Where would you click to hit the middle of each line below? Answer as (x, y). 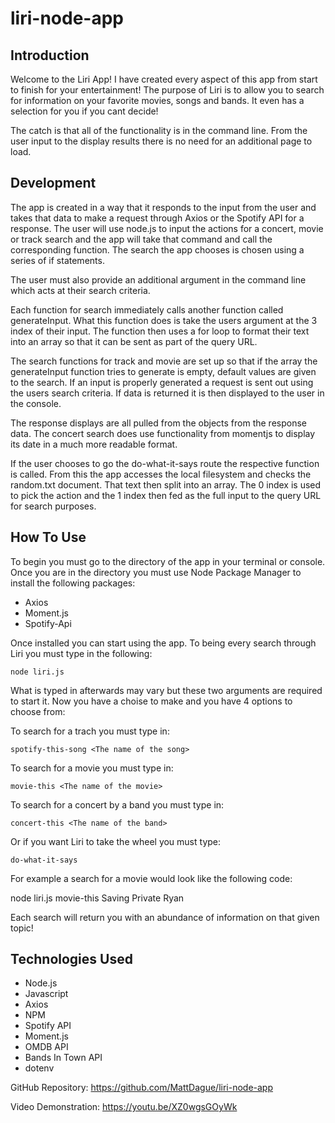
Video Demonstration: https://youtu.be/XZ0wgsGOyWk (124, 1107)
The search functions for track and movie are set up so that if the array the (164, 361)
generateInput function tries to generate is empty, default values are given (163, 371)
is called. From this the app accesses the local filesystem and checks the (161, 474)
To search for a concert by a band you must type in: (117, 804)
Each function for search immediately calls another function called (147, 309)
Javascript (46, 994)
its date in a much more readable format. (94, 444)
